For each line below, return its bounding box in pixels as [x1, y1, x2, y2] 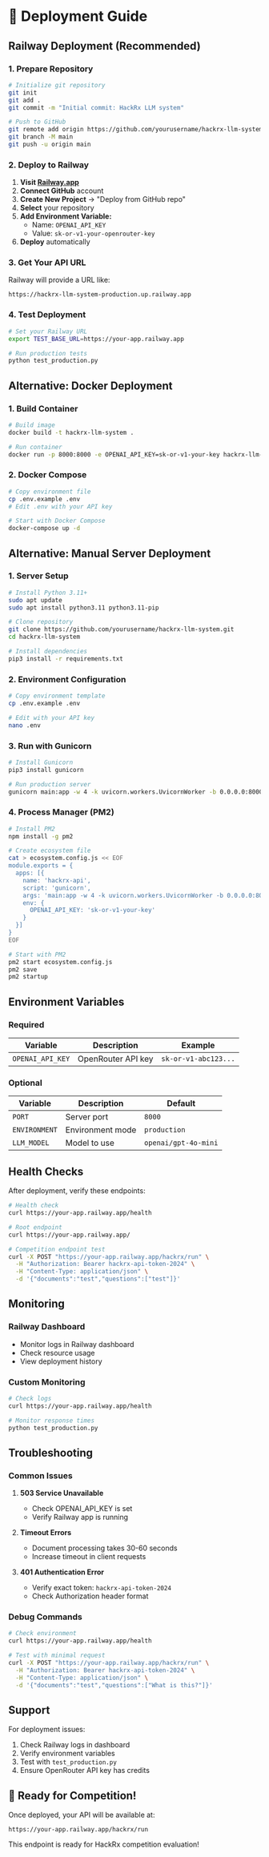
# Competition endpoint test [8, 1245, 106, 1253]
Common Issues [8, 1469, 74, 1481]
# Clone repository [8, 618, 74, 626]
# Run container [8, 443, 62, 451]
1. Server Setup [8, 570, 70, 581]
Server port [65, 1111, 109, 1123]
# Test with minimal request [8, 1651, 106, 1660]
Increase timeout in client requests [31, 1552, 147, 1562]
